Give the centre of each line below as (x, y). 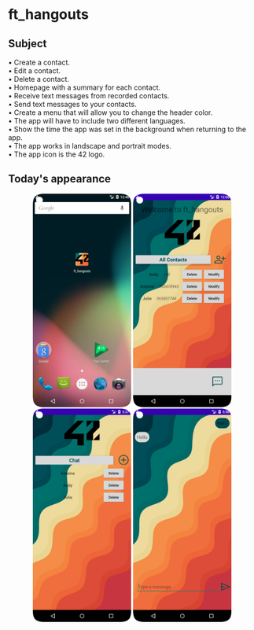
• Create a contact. (39, 62)
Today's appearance (60, 179)
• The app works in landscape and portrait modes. (90, 146)
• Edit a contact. (35, 71)
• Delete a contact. (39, 79)
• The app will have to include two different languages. (97, 121)
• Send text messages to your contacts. (72, 104)
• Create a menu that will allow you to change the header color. (110, 112)
